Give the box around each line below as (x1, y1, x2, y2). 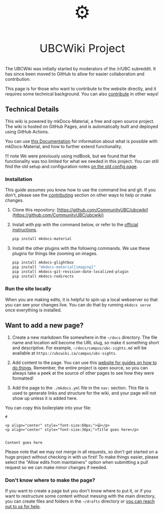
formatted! (12, 375, 34, 381)
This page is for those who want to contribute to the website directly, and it (5, 86, 157, 91)
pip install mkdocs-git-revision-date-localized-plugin (12, 269, 129, 274)
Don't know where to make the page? (5, 477, 95, 484)
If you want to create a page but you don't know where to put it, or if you (5, 487, 152, 493)
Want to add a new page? (5, 321, 84, 330)
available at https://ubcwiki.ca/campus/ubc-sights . (12, 350, 117, 356)
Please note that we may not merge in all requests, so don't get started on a (5, 449, 158, 454)
